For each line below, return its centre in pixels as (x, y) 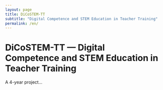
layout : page (19, 10)
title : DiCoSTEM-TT (25, 14)
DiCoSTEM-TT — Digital (55, 48)
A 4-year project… (24, 82)
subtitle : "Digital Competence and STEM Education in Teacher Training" (81, 19)
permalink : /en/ (22, 23)
